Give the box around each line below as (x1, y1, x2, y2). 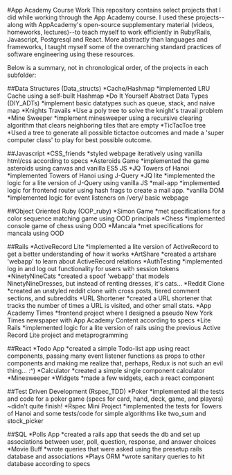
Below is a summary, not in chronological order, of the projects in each (7, 64, 209, 71)
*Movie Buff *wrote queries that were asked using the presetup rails (7, 445, 202, 453)
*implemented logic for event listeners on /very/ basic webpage (7, 193, 189, 202)
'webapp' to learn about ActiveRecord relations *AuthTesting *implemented (7, 257, 223, 266)
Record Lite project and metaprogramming (7, 331, 128, 339)
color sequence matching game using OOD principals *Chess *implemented (7, 214, 225, 223)
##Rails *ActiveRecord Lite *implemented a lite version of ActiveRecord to (7, 243, 220, 250)
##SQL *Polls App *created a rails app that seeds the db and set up (7, 430, 201, 438)
